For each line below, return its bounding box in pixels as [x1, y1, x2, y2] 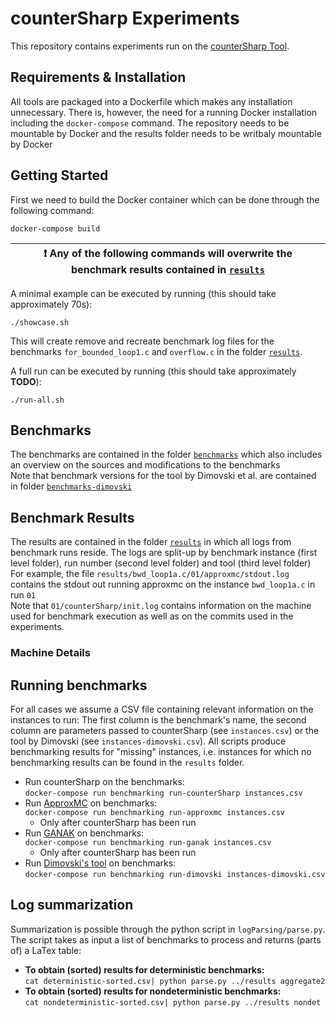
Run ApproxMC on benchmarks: [24, 797, 158, 809]
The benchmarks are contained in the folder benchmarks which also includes [10, 448, 323, 461]
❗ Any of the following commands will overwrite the [43, 246, 293, 260]
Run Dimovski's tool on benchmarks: [24, 857, 177, 869]
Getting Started [10, 167, 109, 184]
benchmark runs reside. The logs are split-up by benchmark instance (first [10, 547, 318, 559]
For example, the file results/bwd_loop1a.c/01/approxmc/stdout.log [10, 568, 290, 580]
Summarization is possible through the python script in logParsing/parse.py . [10, 923, 326, 935]
